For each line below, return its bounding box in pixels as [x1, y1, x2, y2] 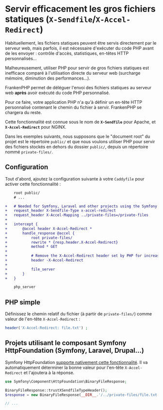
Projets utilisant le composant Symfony [5, 339, 127, 347]
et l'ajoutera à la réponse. [23, 370, 75, 376]
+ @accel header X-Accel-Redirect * [5, 226, 92, 231]
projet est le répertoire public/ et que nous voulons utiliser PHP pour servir [5, 138, 155, 144]
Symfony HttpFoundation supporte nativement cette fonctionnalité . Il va [5, 359, 148, 365]
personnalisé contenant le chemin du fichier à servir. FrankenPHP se [5, 104, 142, 110]
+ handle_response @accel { [5, 230, 75, 236]
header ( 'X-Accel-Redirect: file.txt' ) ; [5, 326, 88, 330]
